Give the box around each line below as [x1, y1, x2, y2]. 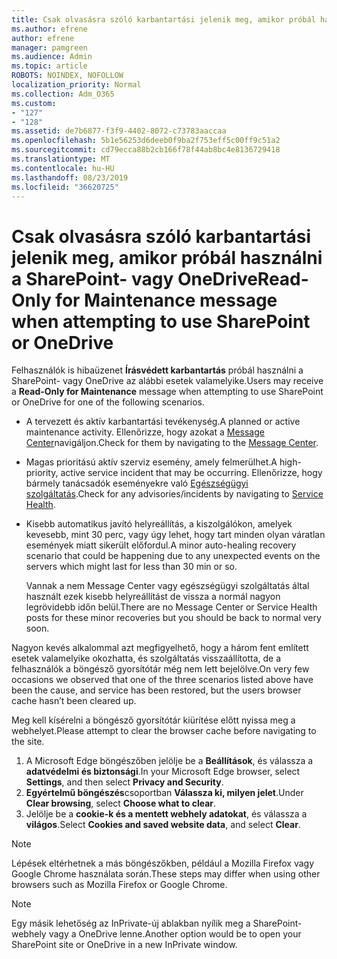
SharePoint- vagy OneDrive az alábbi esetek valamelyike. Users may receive [11, 375, 324, 387]
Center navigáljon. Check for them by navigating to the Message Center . [25, 437, 319, 449]
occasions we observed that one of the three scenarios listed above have [11, 674, 314, 686]
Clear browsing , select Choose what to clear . [25, 797, 217, 810]
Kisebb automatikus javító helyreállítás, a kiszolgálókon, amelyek [25, 518, 293, 530]
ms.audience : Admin [11, 52, 93, 62]
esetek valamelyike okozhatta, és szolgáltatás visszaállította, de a [11, 652, 282, 665]
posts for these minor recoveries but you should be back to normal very [25, 612, 322, 624]
